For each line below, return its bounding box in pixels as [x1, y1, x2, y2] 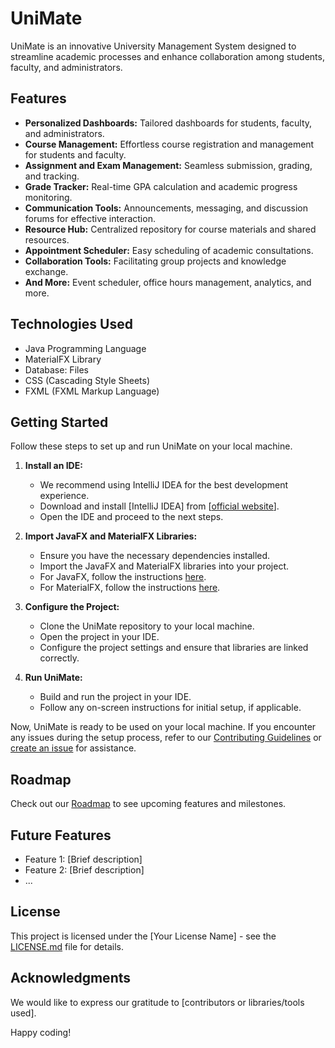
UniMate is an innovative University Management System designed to [10, 40, 297, 52]
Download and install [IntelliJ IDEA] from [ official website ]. [39, 500, 280, 512]
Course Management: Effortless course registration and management [24, 138, 315, 150]
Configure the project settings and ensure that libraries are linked [39, 642, 309, 654]
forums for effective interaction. [24, 212, 156, 224]
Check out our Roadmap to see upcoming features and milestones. [10, 798, 287, 810]
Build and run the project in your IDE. [39, 691, 192, 703]
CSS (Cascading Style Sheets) [24, 374, 151, 386]
